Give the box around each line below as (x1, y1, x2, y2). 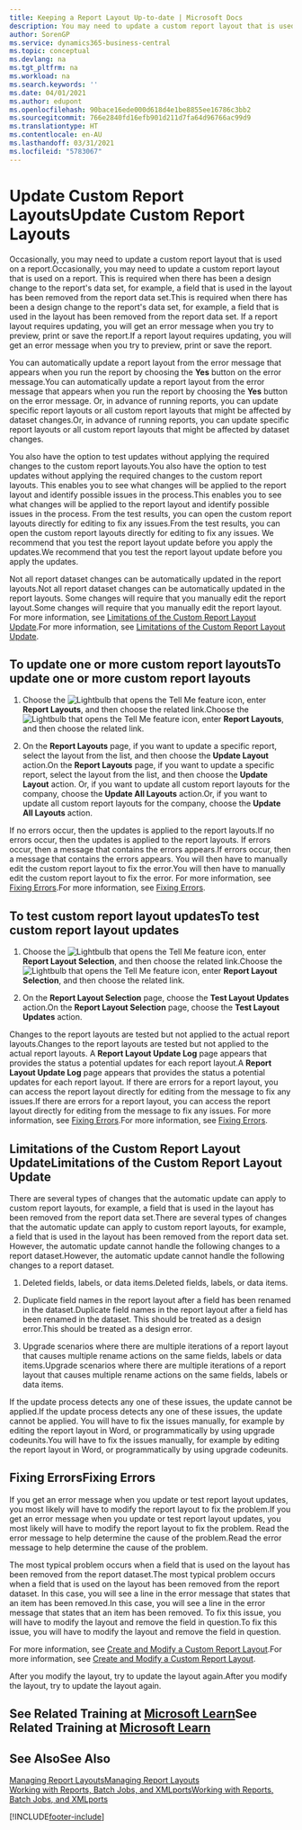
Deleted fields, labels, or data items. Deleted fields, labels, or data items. (22, 1278, 289, 1288)
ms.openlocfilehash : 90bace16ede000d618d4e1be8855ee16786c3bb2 (9, 105, 252, 114)
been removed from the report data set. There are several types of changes (9, 1212, 288, 1223)
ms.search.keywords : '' (9, 80, 99, 89)
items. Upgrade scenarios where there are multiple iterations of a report (22, 1360, 287, 1370)
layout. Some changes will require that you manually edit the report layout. (9, 602, 282, 612)
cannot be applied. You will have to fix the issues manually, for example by (9, 1415, 285, 1426)
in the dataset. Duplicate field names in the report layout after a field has (22, 1305, 289, 1315)
